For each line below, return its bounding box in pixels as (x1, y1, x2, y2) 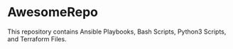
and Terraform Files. (7, 34, 67, 43)
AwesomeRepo (7, 4, 98, 20)
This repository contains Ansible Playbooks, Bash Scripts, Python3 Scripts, (7, 27, 227, 36)
